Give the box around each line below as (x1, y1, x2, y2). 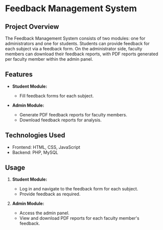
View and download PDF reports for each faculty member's (19, 215, 140, 221)
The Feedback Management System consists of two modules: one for (5, 35, 145, 41)
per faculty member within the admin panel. (5, 56, 93, 62)
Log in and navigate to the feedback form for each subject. (19, 186, 139, 192)
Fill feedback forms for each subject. (19, 92, 94, 98)
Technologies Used (5, 131, 65, 139)
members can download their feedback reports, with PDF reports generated (5, 51, 158, 57)
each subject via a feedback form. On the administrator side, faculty (5, 46, 142, 51)
